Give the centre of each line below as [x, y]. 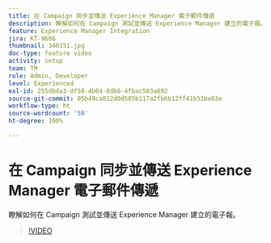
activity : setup [36, 61]
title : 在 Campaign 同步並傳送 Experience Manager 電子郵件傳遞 [112, 16]
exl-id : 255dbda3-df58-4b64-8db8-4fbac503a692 [88, 91]
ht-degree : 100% [36, 121]
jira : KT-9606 [32, 38]
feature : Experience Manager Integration [79, 31]
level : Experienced [41, 83]
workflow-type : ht [39, 106]
